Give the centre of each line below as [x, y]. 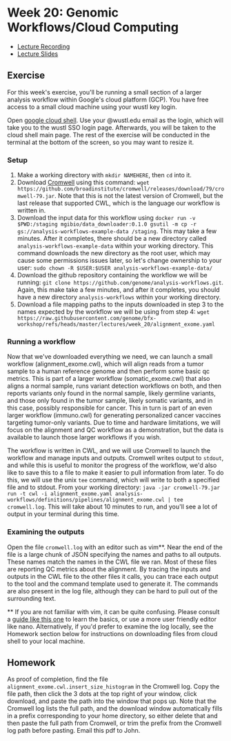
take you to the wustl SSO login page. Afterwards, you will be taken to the [111, 127]
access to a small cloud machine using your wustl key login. [92, 107]
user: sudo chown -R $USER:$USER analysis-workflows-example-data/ [115, 268]
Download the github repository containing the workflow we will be [112, 275]
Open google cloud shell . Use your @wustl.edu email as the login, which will [115, 120]
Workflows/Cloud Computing [93, 27]
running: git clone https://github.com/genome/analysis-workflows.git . [120, 283]
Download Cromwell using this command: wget [83, 182]
